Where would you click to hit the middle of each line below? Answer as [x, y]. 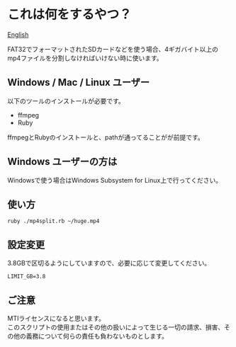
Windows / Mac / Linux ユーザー [79, 83]
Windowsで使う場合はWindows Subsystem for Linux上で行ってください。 [115, 180]
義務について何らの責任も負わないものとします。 [97, 336]
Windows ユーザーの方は [62, 162]
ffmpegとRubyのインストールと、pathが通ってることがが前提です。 [106, 137]
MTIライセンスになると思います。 [56, 318]
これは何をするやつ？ [70, 15]
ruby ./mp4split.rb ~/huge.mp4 [54, 221]
